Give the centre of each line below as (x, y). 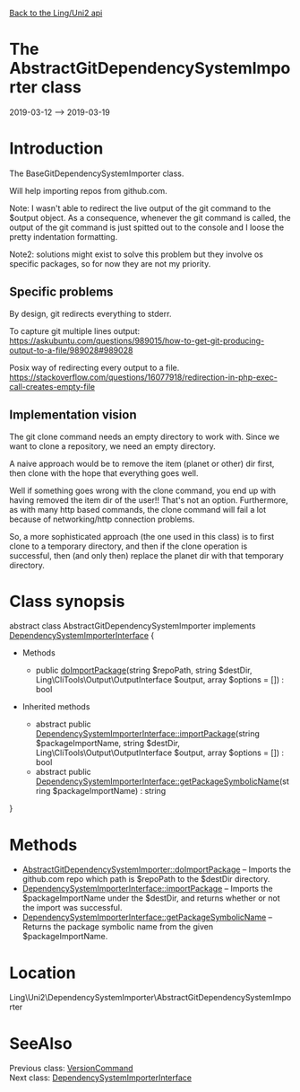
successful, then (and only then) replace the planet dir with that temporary (146, 555)
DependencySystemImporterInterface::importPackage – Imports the (147, 889)
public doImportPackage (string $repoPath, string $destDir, (144, 670)
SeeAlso (41, 1043)
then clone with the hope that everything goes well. (104, 473)
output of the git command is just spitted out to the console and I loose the (147, 227)
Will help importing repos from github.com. (88, 190)
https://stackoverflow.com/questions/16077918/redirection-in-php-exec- (143, 377)
